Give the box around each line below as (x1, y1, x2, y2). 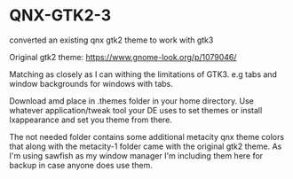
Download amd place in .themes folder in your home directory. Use (9, 95, 255, 106)
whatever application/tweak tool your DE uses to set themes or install (9, 105, 263, 115)
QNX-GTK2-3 (9, 5, 112, 26)
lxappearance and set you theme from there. (9, 114, 173, 125)
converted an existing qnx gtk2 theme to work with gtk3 (9, 35, 214, 45)
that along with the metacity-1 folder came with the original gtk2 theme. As (9, 141, 282, 152)
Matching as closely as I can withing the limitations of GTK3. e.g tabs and (9, 68, 278, 80)
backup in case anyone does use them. (9, 160, 153, 170)
